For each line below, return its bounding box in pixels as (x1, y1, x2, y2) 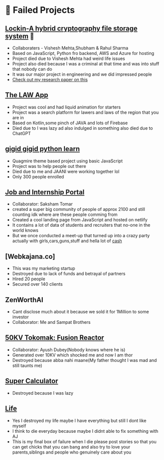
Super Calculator (5, 377, 58, 385)
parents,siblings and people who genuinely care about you (12, 449, 131, 455)
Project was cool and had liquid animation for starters (12, 104, 121, 110)
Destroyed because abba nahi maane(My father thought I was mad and (12, 357, 157, 363)
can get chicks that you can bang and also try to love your (12, 444, 131, 450)
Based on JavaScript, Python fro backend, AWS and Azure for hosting (12, 51, 154, 56)
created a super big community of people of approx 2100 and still (12, 206, 145, 212)
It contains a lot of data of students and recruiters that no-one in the (12, 222, 151, 228)
